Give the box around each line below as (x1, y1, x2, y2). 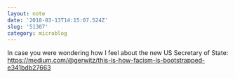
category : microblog (7, 29, 68, 37)
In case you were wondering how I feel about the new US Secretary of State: (7, 49, 229, 57)
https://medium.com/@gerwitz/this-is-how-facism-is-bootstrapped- (7, 56, 206, 65)
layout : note (7, 10, 46, 17)
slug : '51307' (7, 23, 49, 30)
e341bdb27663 (7, 63, 51, 72)
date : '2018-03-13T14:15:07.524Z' (7, 17, 109, 24)
